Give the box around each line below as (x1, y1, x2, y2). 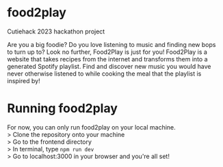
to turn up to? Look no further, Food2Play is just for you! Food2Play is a (7, 48, 207, 56)
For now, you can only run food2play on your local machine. (7, 123, 176, 131)
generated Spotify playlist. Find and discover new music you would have (7, 62, 211, 70)
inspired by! (7, 76, 40, 85)
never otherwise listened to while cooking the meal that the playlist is (7, 70, 202, 78)
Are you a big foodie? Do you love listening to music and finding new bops (7, 40, 216, 48)
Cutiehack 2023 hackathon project (7, 27, 105, 35)
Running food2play (7, 101, 118, 117)
